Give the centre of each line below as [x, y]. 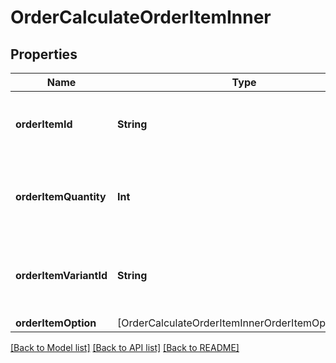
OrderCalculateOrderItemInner [141, 17]
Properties [44, 54]
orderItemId [44, 124]
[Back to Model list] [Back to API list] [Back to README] [125, 347]
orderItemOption [56, 323]
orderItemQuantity [61, 196]
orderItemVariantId [61, 275]
